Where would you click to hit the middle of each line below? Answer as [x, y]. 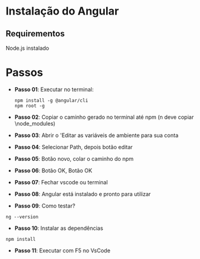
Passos [25, 72]
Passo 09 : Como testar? [45, 206]
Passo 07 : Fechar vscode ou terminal [61, 182]
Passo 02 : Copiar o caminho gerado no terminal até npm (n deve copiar [104, 117]
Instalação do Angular [62, 11]
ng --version [22, 217]
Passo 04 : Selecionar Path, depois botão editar [73, 147]
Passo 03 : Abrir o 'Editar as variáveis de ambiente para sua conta [96, 135]
